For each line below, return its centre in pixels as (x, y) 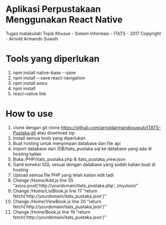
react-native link (30, 93)
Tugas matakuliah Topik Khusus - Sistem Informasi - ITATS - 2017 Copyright (83, 33)
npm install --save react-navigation (49, 77)
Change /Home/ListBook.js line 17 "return (55, 191)
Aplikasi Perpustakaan (53, 9)
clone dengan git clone (36, 127)
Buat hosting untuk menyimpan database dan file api (67, 143)
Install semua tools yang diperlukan (49, 138)
